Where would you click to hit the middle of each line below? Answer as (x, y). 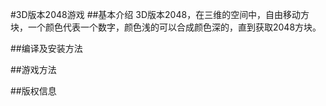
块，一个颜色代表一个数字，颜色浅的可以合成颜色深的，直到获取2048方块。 (166, 27)
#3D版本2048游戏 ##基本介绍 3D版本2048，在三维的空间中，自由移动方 (160, 14)
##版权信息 (33, 91)
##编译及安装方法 (46, 48)
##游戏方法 (33, 69)
